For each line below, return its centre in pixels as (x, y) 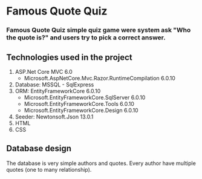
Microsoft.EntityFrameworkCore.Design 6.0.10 (81, 110)
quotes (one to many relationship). (49, 169)
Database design (39, 148)
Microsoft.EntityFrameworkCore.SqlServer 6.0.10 (85, 97)
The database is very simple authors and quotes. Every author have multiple (101, 163)
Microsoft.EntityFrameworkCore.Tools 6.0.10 (79, 103)
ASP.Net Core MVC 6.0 (44, 71)
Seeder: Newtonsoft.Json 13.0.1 (54, 117)
